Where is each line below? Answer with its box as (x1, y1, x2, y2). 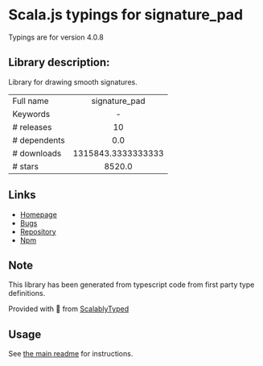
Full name (12, 95, 50, 106)
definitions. (8, 289, 46, 298)
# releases (12, 121, 52, 132)
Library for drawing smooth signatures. (8, 77, 138, 86)
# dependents (12, 135, 66, 146)
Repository (19, 227, 56, 236)
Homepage (19, 210, 58, 219)
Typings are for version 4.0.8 (8, 32, 105, 42)
